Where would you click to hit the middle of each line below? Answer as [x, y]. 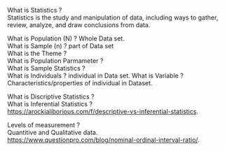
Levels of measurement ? [44, 125]
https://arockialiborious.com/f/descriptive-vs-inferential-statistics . [103, 112]
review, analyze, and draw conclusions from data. [79, 25]
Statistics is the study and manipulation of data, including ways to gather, [113, 17]
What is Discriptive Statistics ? [51, 96]
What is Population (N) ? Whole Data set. [66, 38]
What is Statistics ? [35, 10]
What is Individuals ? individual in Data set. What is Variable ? [95, 75]
